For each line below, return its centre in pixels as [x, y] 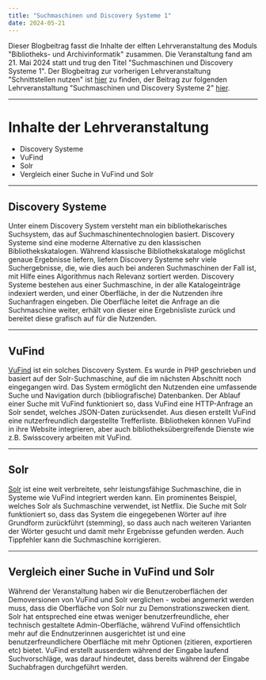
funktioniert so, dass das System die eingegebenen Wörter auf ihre [118, 514]
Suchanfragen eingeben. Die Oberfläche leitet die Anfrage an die [114, 302]
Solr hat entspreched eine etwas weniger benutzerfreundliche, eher [119, 617]
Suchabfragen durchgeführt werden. [68, 667]
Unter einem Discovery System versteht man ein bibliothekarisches [118, 226]
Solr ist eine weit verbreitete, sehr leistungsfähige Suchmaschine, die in [125, 489]
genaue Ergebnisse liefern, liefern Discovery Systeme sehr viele [113, 259]
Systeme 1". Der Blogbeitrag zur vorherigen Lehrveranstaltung [110, 71]
